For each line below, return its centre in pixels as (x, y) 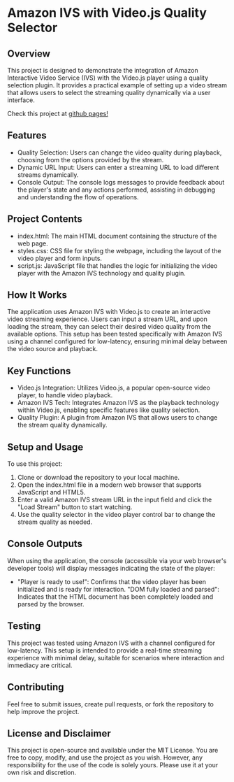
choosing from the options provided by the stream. (90, 159)
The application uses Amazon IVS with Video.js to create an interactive (109, 312)
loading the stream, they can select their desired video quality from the (109, 327)
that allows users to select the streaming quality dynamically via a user (109, 93)
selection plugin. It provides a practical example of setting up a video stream (117, 85)
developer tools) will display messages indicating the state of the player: (111, 568)
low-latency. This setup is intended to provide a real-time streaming (105, 650)
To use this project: (35, 464)
